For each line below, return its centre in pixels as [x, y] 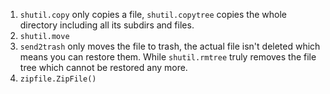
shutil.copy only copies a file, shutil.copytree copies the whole [153, 14]
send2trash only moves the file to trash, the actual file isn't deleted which [170, 46]
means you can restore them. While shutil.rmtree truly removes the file [168, 57]
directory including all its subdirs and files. [107, 25]
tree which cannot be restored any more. [103, 67]
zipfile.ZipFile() [58, 79]
